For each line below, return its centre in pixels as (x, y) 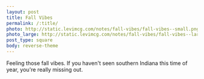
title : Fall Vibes (29, 18)
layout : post (23, 12)
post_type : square (29, 40)
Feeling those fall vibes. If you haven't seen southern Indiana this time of (97, 63)
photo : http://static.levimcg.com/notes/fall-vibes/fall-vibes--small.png (103, 29)
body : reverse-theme (32, 46)
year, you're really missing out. (45, 69)
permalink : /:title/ (32, 23)
